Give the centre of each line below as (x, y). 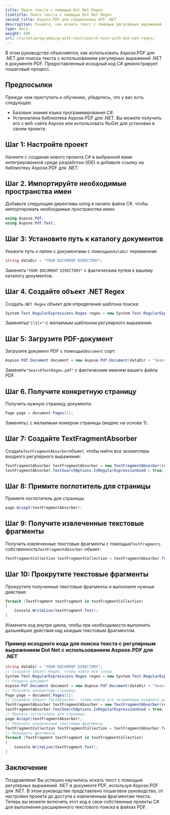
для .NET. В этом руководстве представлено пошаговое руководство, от (84, 791)
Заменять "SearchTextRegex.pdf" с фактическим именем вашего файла (81, 370)
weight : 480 (18, 34)
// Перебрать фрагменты (30, 733)
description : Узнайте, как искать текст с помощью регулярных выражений (83, 24)
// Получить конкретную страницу (40, 691)
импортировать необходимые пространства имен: (60, 209)
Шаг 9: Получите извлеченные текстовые (75, 524)
